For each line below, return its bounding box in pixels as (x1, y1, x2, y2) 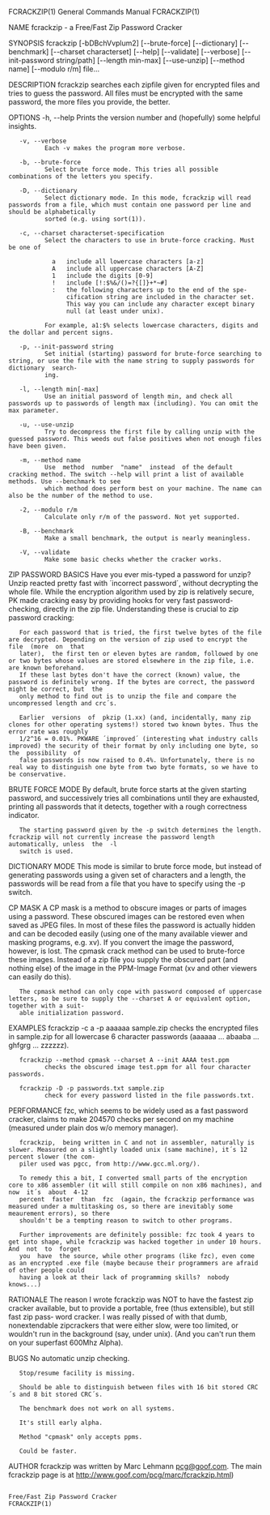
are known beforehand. (8, 664, 85, 672)
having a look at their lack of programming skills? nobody (19, 1273, 230, 1282)
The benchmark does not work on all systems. (19, 1405, 175, 1413)
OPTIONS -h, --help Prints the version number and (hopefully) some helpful (8, 113, 261, 122)
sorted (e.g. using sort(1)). (44, 215, 147, 223)
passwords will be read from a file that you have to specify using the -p (8, 879, 246, 888)
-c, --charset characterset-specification (19, 229, 164, 238)
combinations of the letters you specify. (8, 173, 154, 181)
